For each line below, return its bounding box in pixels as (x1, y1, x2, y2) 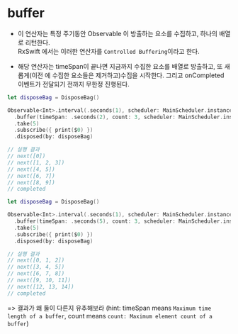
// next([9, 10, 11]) (7, 277, 72, 284)
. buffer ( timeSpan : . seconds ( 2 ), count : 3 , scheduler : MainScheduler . (13, 113, 224, 121)
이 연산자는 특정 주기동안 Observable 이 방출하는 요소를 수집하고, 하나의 (17, 29, 218, 38)
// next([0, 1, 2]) (7, 257, 65, 264)
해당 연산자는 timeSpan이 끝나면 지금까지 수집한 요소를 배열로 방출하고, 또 (17, 62, 223, 70)
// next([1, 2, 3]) (7, 159, 65, 166)
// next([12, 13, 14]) (7, 283, 74, 290)
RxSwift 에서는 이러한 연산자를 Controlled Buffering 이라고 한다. (17, 47, 200, 55)
